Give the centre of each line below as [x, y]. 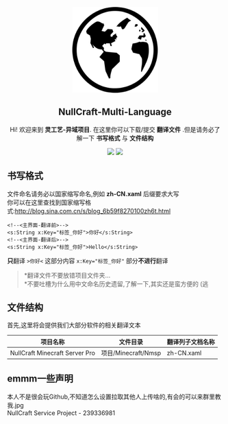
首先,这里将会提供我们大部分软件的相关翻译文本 [74, 325]
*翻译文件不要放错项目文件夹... [67, 275]
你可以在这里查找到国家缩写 [46, 202]
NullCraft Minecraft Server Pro [53, 353]
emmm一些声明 [40, 379]
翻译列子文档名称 [191, 342]
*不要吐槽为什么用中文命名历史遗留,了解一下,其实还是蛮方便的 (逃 [116, 283]
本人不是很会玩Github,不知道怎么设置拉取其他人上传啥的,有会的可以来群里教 [114, 397]
